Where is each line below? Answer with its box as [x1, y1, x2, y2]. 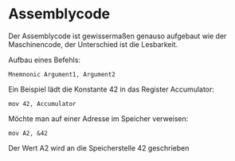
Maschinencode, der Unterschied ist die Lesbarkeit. [8, 39, 178, 49]
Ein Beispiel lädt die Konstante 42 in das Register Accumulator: [8, 84, 215, 94]
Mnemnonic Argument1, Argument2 [8, 70, 116, 78]
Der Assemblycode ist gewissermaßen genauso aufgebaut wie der [8, 31, 227, 41]
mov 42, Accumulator [8, 100, 77, 108]
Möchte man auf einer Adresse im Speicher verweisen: [8, 113, 189, 124]
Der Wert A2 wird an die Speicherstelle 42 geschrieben [8, 143, 190, 152]
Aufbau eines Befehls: [8, 55, 81, 65]
